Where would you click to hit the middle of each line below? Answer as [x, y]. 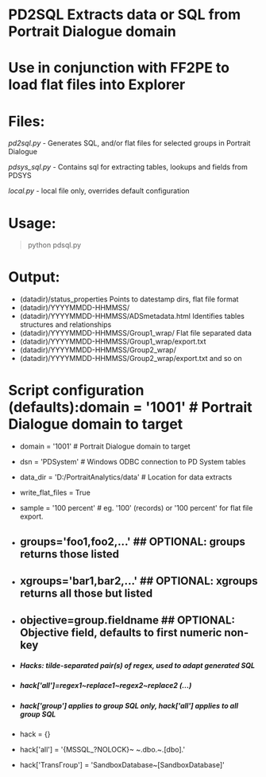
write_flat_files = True [55, 493]
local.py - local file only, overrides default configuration [99, 191]
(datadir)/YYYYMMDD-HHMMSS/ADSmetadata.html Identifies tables [132, 317]
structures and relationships [66, 324]
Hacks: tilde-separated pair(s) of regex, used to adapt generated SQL [137, 665]
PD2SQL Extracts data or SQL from [125, 15]
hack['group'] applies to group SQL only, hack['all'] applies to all [129, 705]
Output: [34, 277]
